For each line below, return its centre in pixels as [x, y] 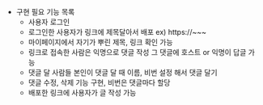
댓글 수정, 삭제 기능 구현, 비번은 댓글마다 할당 [99, 82]
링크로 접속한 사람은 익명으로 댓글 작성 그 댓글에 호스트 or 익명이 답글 [137, 52]
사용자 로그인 [49, 22]
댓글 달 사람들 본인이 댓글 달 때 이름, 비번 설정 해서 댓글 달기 [123, 72]
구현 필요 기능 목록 [45, 12]
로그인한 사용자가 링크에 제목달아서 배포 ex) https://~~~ [117, 32]
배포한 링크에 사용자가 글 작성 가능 [82, 92]
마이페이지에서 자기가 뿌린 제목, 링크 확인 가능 [100, 42]
